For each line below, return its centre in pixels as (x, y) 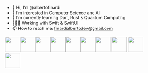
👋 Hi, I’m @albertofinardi (36, 7)
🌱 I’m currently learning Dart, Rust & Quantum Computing (69, 18)
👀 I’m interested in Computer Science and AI (56, 13)
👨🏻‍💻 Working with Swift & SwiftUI (45, 23)
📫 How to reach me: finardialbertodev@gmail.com (62, 28)
